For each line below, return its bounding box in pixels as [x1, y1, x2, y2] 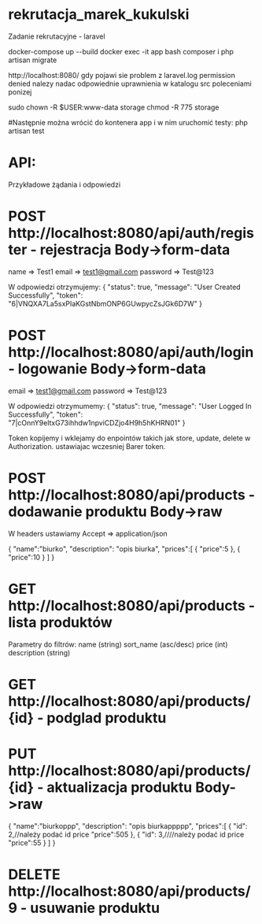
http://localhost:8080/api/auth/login [8, 343, 254, 361]
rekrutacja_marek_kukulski [8, 6, 190, 24]
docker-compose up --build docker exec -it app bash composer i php [8, 46, 234, 56]
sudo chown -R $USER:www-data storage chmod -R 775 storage [8, 102, 220, 112]
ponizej [8, 87, 32, 96]
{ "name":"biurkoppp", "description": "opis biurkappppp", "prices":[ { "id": [8, 821, 248, 830]
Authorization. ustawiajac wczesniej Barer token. [8, 441, 166, 451]
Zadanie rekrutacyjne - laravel [8, 32, 105, 41]
